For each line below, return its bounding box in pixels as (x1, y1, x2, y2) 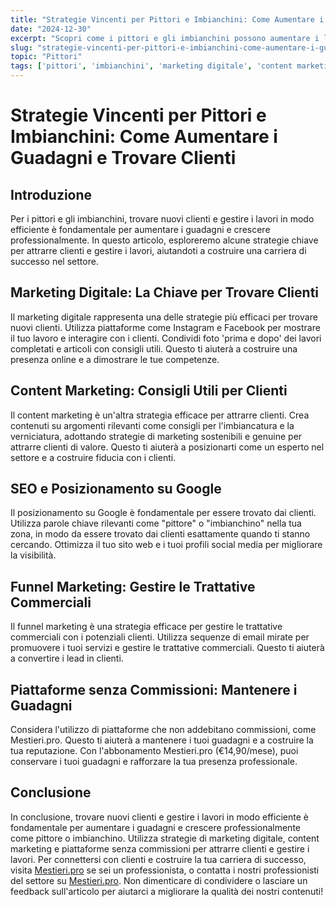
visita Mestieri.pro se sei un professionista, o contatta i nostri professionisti (10, 864, 320, 876)
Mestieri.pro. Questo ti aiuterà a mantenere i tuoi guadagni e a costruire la (10, 734, 314, 746)
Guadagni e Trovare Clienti (10, 147, 237, 170)
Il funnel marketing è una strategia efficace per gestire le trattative (10, 621, 283, 633)
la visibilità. (10, 549, 57, 561)
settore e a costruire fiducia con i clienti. (10, 451, 177, 463)
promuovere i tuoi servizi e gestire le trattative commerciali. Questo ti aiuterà (10, 642, 325, 654)
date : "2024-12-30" (10, 24, 92, 34)
